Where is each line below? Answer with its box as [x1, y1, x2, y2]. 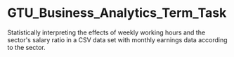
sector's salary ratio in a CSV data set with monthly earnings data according [7, 35, 228, 44]
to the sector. [7, 43, 46, 51]
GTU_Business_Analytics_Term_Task [7, 5, 227, 21]
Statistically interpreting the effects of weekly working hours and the [7, 28, 206, 37]
